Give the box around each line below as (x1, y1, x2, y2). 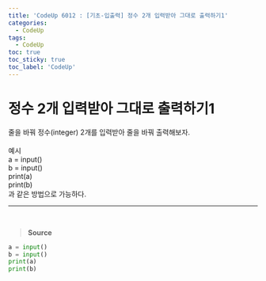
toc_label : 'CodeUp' (8, 63, 77, 71)
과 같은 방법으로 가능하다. (8, 189, 87, 199)
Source (27, 227, 53, 237)
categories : (8, 19, 47, 27)
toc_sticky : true (8, 56, 66, 64)
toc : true (8, 48, 41, 56)
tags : (8, 33, 26, 42)
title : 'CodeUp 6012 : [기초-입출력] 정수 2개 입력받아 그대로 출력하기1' (8, 11, 229, 20)
